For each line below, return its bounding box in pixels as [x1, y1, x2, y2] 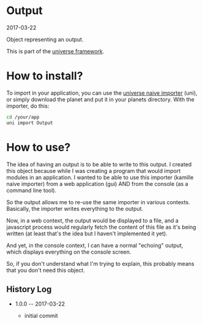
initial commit [24, 312, 58, 320]
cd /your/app [6, 114, 40, 120]
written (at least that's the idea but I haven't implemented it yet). [6, 230, 168, 237]
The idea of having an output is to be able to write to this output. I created [6, 160, 192, 168]
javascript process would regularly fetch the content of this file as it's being [6, 223, 197, 230]
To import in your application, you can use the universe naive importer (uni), [6, 89, 197, 97]
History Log [6, 284, 52, 294]
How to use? [6, 140, 71, 154]
